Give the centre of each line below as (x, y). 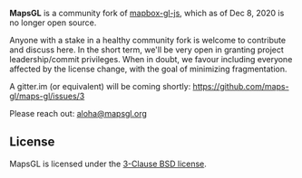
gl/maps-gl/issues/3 (47, 96)
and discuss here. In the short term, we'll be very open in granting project (146, 50)
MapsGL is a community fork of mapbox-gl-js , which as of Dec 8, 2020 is (147, 13)
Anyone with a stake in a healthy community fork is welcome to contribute (148, 40)
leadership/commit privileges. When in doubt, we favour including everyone (151, 59)
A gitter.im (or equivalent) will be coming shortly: (100, 86)
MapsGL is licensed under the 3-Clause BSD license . (108, 164)
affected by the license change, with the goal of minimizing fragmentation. (148, 69)
